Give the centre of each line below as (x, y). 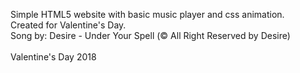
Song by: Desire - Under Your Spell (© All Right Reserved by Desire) (150, 35)
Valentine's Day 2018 (53, 57)
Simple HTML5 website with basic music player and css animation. (147, 14)
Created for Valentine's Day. (68, 25)
